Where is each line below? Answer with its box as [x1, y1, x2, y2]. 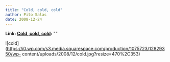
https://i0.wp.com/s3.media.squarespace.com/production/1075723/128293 [7, 46, 165, 52]
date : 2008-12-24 [5, 17, 42, 22]
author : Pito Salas [5, 12, 47, 17]
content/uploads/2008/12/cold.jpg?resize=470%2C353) [22, 51, 140, 57]
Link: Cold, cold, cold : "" [5, 31, 58, 37]
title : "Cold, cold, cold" [5, 7, 63, 13]
